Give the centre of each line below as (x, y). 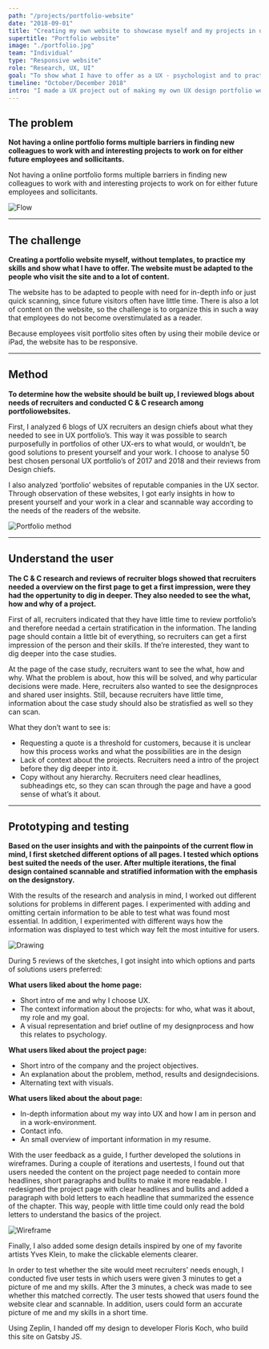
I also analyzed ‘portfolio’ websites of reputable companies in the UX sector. (134, 485)
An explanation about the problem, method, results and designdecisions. (140, 1074)
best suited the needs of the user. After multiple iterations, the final (122, 863)
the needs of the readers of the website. (75, 510)
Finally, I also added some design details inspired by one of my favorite (125, 1246)
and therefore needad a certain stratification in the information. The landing (132, 628)
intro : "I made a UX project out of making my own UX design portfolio (130, 90)
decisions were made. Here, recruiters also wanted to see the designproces (133, 686)
